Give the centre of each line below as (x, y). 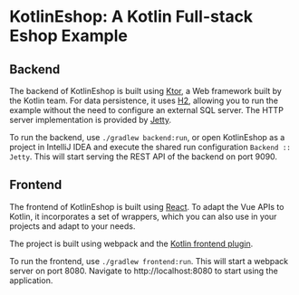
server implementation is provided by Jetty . (91, 120)
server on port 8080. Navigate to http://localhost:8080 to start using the (144, 271)
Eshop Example (69, 36)
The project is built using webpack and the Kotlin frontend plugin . (131, 243)
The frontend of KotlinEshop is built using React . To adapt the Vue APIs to (147, 206)
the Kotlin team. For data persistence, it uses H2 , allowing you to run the (144, 100)
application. (31, 280)
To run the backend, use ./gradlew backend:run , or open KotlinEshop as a (147, 137)
